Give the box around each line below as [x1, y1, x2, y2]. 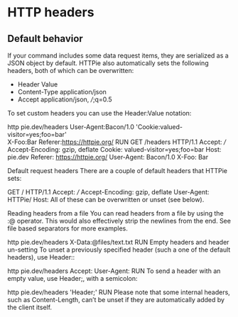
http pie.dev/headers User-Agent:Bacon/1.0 [7, 123, 135, 131]
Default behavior [7, 33, 83, 45]
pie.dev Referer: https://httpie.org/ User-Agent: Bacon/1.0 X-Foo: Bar [7, 153, 208, 161]
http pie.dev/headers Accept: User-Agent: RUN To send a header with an [7, 267, 221, 275]
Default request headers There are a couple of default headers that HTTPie [7, 167, 227, 174]
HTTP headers [7, 4, 94, 21]
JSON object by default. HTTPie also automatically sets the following [7, 59, 209, 67]
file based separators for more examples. [7, 224, 128, 233]
